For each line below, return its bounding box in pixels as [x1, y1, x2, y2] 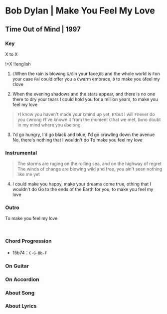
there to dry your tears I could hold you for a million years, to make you [12, 96, 158, 102]
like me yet [17, 171, 40, 177]
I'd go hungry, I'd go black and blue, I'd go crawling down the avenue [12, 131, 155, 137]
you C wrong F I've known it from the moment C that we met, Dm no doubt [17, 116, 161, 122]
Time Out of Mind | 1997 [5, 25, 81, 33]
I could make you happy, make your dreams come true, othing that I [12, 181, 151, 187]
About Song [5, 289, 35, 296]
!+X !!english [5, 60, 31, 67]
